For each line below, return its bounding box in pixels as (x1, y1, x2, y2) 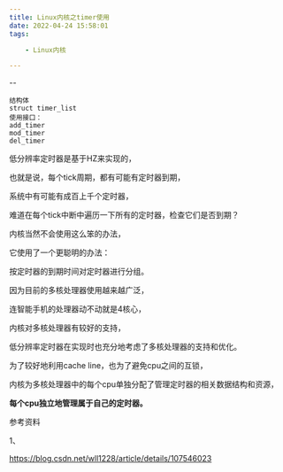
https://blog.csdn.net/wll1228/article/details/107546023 (9, 453, 212, 464)
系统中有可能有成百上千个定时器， (9, 191, 134, 202)
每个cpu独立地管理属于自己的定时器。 (9, 398, 148, 408)
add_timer (9, 121, 46, 130)
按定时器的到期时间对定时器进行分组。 (9, 267, 149, 277)
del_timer (9, 136, 46, 146)
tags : (9, 29, 29, 38)
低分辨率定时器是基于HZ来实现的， (9, 153, 137, 164)
